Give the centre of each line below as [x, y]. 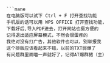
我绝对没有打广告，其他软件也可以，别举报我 [54, 42]
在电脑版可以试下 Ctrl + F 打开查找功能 [52, 16]
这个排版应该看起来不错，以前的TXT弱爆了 [51, 48]
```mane [16, 9]
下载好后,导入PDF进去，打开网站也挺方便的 [53, 29]
